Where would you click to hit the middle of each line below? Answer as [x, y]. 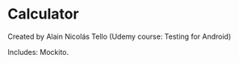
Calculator [43, 14]
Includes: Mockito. [38, 52]
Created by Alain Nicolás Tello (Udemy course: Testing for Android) [119, 36]
